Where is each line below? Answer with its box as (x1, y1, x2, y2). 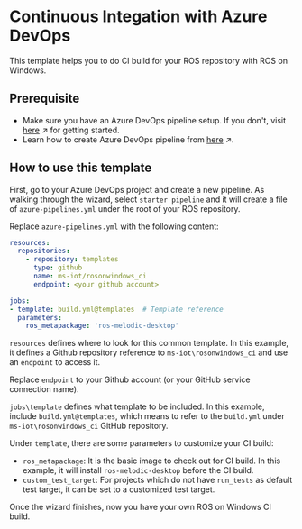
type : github (32, 263, 83, 272)
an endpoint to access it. (9, 357, 101, 368)
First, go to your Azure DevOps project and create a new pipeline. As (9, 184, 265, 195)
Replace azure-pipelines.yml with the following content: (9, 221, 219, 232)
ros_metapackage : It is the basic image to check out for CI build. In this (22, 455, 281, 466)
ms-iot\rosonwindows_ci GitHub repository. (9, 421, 169, 432)
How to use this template (9, 160, 152, 176)
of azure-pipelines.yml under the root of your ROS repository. (9, 203, 241, 214)
